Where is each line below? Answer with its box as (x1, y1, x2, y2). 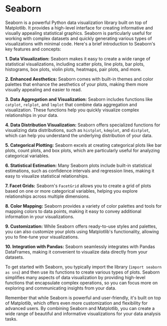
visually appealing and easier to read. (5, 86, 82, 92)
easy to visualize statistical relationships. (5, 173, 89, 179)
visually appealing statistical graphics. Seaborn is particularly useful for (5, 30, 152, 36)
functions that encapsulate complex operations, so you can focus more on (5, 280, 158, 286)
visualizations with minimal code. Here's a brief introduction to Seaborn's (5, 40, 156, 46)
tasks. (5, 316, 18, 322)
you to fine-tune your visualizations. (5, 234, 79, 240)
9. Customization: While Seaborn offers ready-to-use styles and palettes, (5, 223, 157, 229)
